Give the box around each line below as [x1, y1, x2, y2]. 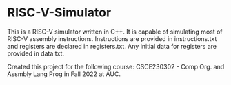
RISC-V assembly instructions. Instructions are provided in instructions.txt [7, 34, 217, 42]
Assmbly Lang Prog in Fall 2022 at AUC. [7, 70, 121, 78]
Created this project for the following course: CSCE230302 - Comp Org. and [7, 62, 225, 71]
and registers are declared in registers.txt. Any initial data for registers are [7, 42, 217, 50]
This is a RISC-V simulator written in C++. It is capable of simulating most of [7, 27, 223, 36]
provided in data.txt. [7, 49, 64, 58]
